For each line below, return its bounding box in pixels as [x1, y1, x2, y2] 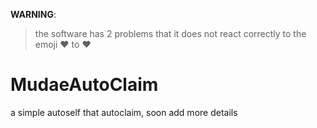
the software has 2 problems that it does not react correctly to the [34, 28, 307, 39]
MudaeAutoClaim [10, 74, 159, 96]
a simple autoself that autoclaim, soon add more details [10, 106, 238, 118]
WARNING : [10, 9, 57, 20]
